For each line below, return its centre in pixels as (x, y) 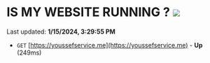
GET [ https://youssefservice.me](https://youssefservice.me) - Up (110, 45)
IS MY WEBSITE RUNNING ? (89, 12)
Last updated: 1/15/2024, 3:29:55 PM (61, 31)
